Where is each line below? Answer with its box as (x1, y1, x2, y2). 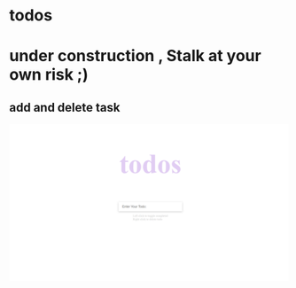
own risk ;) (9, 65, 89, 85)
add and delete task (9, 99, 121, 115)
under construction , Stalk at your (9, 46, 261, 66)
